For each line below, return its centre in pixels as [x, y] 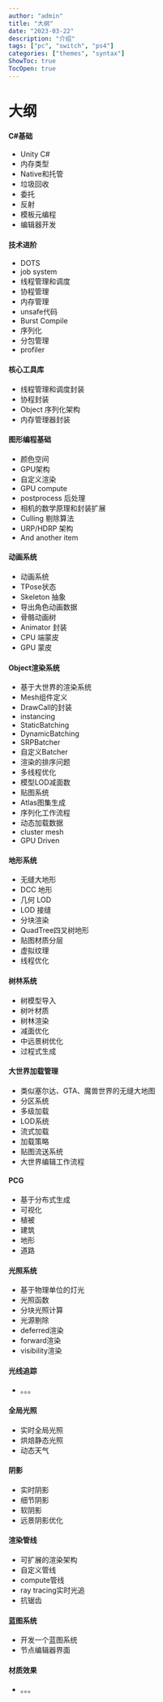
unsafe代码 [39, 312]
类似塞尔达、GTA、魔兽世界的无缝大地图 [88, 1090]
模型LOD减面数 [45, 782]
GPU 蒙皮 [36, 647]
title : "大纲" [31, 24]
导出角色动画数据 [49, 607]
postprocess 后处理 [53, 498]
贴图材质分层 [41, 940]
